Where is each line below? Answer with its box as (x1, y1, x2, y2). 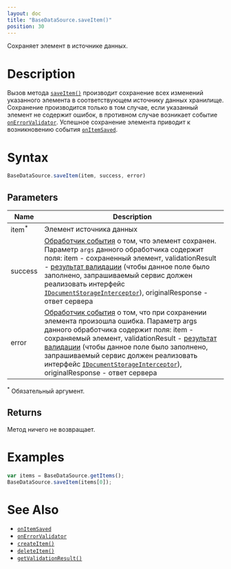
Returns (7, 407, 43, 419)
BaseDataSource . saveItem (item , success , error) (7, 172, 146, 179)
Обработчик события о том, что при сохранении (44, 308, 207, 317)
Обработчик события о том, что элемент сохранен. (44, 236, 217, 246)
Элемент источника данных (44, 224, 137, 234)
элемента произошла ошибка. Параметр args (44, 317, 197, 326)
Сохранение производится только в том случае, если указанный (7, 103, 198, 112)
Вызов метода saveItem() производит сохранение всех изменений (7, 89, 204, 97)
